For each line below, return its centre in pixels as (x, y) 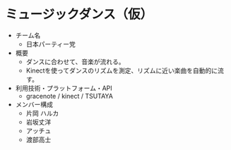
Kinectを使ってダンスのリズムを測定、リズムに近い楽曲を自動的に (122, 70)
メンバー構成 (34, 104)
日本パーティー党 (51, 44)
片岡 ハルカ (42, 113)
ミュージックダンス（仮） (79, 14)
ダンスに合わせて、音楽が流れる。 (75, 61)
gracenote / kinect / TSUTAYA (69, 96)
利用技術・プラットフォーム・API (64, 88)
